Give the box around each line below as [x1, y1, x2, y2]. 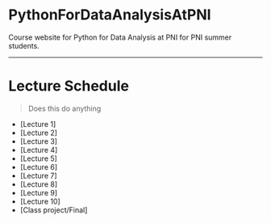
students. [8, 40, 40, 50]
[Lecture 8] [19, 179, 58, 189]
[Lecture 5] [19, 154, 58, 163]
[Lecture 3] [19, 136, 58, 146]
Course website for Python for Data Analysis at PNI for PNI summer [8, 32, 232, 42]
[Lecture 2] [19, 128, 58, 137]
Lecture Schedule [8, 77, 129, 95]
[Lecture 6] [19, 162, 58, 171]
